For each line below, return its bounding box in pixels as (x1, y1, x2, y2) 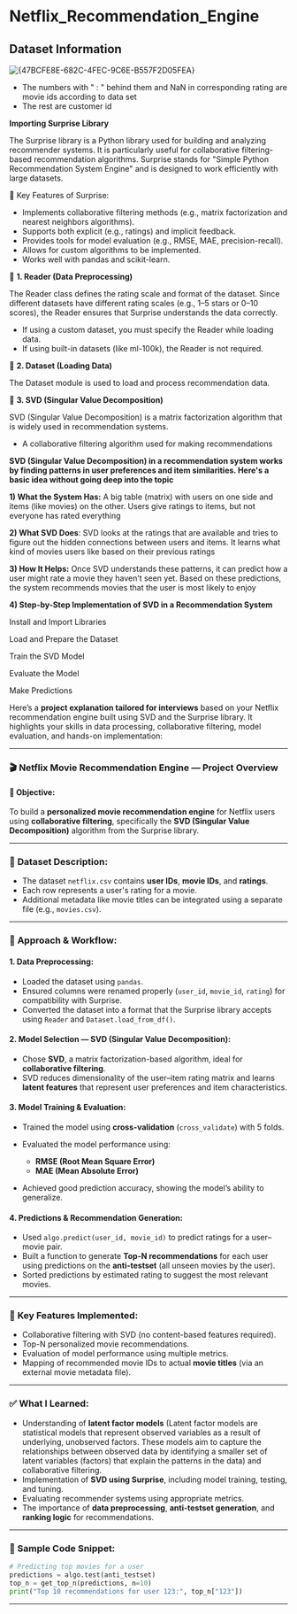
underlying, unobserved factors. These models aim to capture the (21, 1436, 263, 1447)
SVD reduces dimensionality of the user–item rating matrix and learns (21, 1072, 276, 1083)
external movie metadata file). (21, 1367, 131, 1378)
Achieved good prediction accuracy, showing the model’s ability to (21, 1182, 264, 1193)
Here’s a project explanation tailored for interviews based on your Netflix (9, 702, 279, 713)
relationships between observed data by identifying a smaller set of (21, 1446, 268, 1456)
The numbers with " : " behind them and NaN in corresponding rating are (21, 82, 287, 92)
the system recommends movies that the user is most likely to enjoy (9, 583, 256, 592)
